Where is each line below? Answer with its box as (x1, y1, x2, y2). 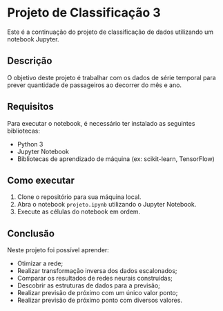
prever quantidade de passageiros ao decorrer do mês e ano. (7, 81, 182, 89)
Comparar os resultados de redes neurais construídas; (17, 274, 173, 283)
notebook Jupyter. (7, 35, 59, 43)
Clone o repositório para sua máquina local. (17, 193, 142, 201)
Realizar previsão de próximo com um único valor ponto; (17, 289, 178, 297)
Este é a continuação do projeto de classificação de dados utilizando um (7, 28, 214, 36)
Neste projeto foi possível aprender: (7, 246, 109, 254)
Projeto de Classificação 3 (7, 5, 161, 21)
